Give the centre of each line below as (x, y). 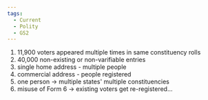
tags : (15, 13)
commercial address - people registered (74, 74)
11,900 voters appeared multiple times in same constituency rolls (109, 52)
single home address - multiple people (72, 67)
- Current (27, 20)
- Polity (26, 26)
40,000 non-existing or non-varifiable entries (81, 60)
